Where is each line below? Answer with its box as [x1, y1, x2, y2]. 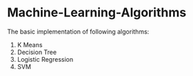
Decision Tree [17, 48, 57, 56]
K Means [17, 40, 43, 49]
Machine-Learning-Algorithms [7, 5, 187, 21]
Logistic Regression [17, 55, 74, 63]
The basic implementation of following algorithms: [7, 27, 150, 36]
